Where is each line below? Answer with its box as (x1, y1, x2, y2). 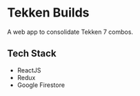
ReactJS (17, 66, 41, 74)
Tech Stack (7, 48, 57, 59)
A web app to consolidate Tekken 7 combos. (7, 28, 133, 36)
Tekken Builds (7, 5, 90, 21)
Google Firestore (17, 81, 66, 89)
